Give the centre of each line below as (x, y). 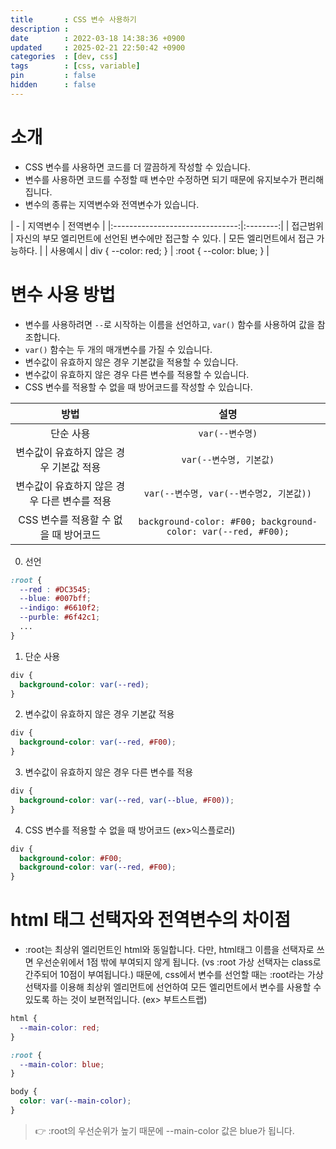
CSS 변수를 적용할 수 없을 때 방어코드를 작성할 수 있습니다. (138, 387)
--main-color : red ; (60, 1027)
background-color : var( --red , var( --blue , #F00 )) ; (127, 800)
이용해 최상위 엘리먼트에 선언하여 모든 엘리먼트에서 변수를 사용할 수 (190, 987)
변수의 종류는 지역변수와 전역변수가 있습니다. (112, 204)
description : (40, 29)
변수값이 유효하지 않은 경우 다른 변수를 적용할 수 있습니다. (137, 374)
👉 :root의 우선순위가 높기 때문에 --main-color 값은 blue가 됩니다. (164, 1130)
